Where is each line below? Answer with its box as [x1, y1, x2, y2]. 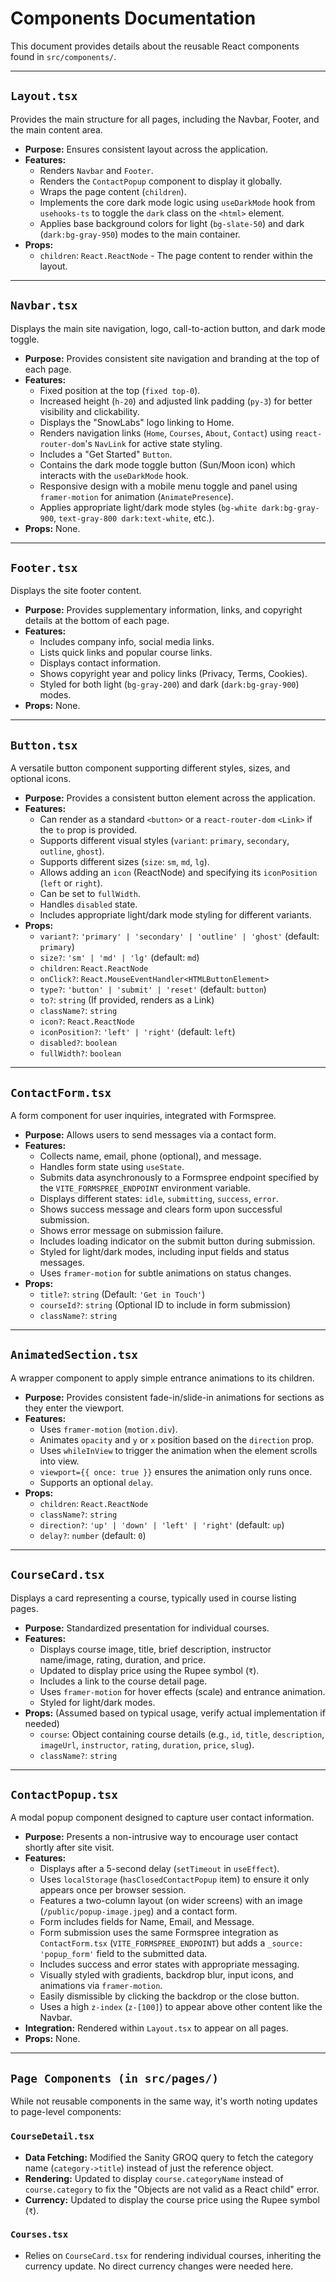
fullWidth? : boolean [39, 1047, 122, 1059]
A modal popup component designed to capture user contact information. [10, 1812, 315, 1824]
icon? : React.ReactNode [39, 1015, 135, 1027]
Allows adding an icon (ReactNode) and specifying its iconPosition [39, 867, 318, 879]
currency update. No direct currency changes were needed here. [24, 2260, 294, 2272]
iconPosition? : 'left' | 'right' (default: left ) [39, 1026, 236, 1038]
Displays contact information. [39, 657, 162, 669]
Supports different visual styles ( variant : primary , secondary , [39, 835, 290, 847]
